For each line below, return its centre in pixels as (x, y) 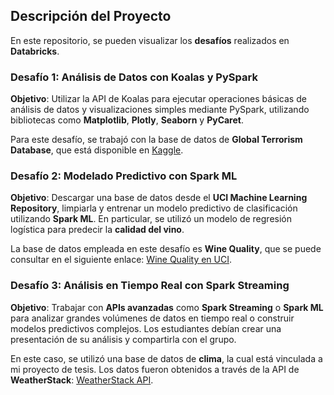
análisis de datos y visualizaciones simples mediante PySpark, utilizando (160, 110)
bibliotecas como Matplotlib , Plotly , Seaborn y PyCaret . (127, 120)
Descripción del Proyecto (91, 16)
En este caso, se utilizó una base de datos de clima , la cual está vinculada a (166, 358)
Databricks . (35, 51)
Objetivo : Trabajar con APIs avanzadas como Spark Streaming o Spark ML (167, 307)
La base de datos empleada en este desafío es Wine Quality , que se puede (166, 249)
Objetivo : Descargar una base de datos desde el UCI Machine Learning (159, 198)
